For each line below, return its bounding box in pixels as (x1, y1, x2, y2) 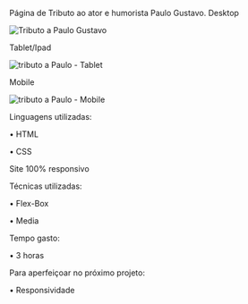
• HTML (9, 129, 38, 139)
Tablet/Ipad (9, 42, 52, 53)
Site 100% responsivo (9, 164, 90, 173)
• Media (9, 215, 39, 226)
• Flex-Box (9, 198, 49, 208)
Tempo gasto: (9, 232, 60, 243)
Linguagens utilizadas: (9, 112, 92, 122)
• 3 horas (9, 250, 45, 260)
